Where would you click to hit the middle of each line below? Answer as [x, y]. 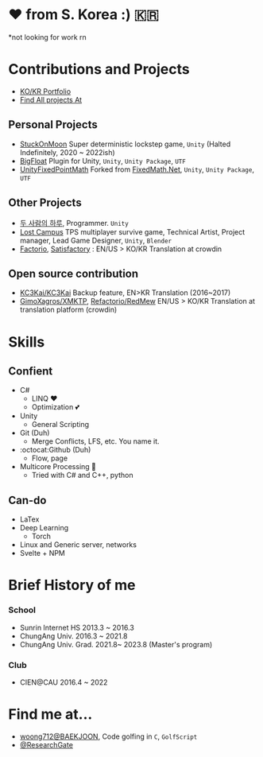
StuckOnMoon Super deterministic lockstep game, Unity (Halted [125, 144]
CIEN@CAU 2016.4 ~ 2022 [64, 682]
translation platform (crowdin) [68, 310]
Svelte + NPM [43, 553]
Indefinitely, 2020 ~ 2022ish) [67, 152]
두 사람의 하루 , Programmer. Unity [74, 223]
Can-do [27, 500]
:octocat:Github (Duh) [55, 450]
